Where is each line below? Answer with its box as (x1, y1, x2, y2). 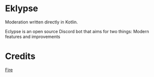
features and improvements (5, 34, 60, 39)
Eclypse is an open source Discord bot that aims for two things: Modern (5, 28, 150, 34)
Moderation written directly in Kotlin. (5, 19, 78, 25)
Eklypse (5, 3, 38, 14)
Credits (5, 51, 36, 62)
